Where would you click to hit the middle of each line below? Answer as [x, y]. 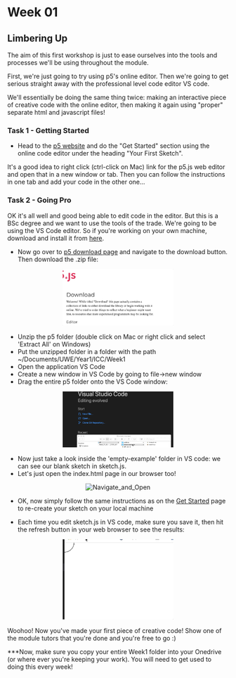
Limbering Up [38, 38]
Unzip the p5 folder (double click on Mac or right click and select [111, 337]
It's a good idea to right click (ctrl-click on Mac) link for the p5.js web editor [116, 167]
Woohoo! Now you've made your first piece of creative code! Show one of [114, 630]
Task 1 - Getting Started [48, 130]
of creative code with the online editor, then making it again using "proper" [115, 105]
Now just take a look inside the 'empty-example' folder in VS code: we [119, 459]
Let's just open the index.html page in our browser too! [97, 474]
